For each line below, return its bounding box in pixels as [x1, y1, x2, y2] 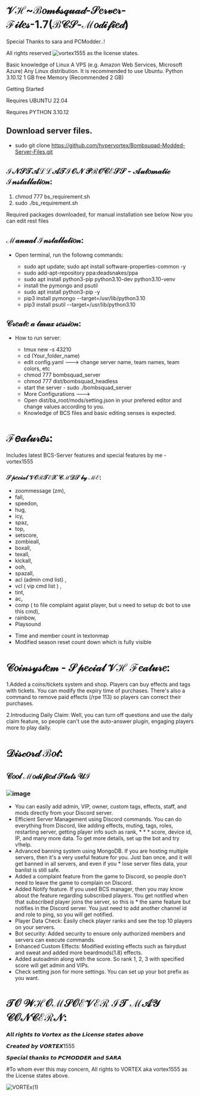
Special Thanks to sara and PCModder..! [6, 38, 106, 45]
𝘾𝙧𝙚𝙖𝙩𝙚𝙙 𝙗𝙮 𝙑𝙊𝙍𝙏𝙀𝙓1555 [6, 1043, 75, 1050]
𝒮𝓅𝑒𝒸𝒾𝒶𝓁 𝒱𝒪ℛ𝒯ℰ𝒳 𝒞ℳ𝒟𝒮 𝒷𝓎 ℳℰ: [6, 474, 101, 482]
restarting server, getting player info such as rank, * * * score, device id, [14, 828, 192, 836]
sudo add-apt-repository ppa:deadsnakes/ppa [23, 269, 139, 277]
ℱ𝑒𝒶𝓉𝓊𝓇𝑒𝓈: [6, 432, 53, 445]
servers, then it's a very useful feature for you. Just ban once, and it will [14, 854, 192, 861]
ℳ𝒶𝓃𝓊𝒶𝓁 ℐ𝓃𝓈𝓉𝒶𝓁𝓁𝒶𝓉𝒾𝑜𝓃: [6, 235, 84, 245]
